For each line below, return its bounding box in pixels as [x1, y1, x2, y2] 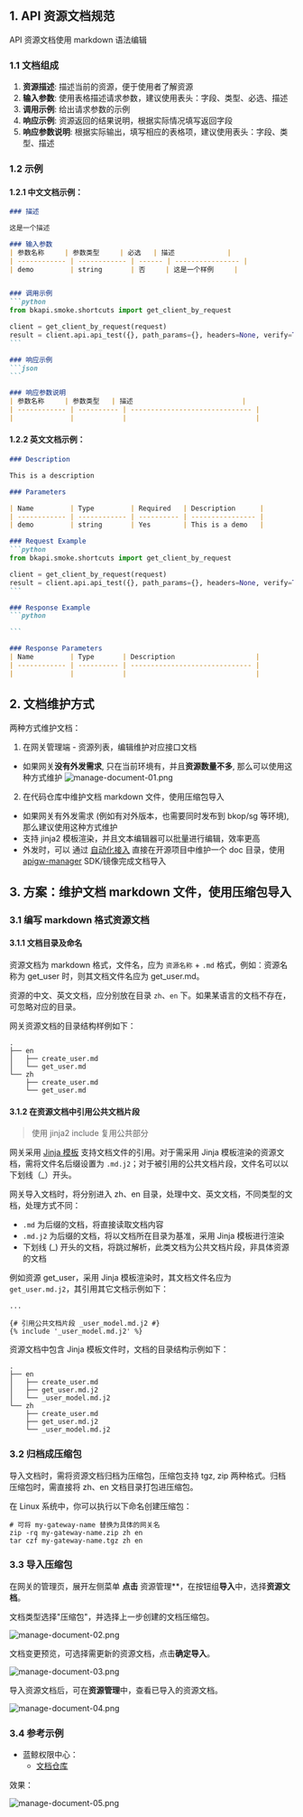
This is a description [9, 471, 95, 480]
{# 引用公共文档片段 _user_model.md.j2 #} [9, 1319, 161, 1328]
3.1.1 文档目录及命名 [9, 937, 83, 948]
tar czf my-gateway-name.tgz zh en [9, 1536, 143, 1545]
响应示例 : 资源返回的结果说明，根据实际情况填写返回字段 [22, 116, 233, 126]
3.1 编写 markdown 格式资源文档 [9, 913, 151, 926]
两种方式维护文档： [9, 722, 81, 733]
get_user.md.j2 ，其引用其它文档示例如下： [9, 1283, 170, 1294]
